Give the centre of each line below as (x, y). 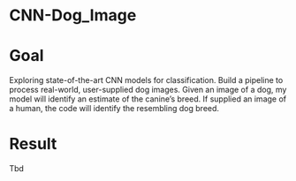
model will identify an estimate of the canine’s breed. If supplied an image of (148, 99)
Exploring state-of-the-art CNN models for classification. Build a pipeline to (146, 80)
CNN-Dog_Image (73, 15)
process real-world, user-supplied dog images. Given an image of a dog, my (148, 90)
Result (33, 144)
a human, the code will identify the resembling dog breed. (114, 109)
